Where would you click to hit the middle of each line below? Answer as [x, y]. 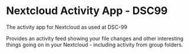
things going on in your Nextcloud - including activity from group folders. [95, 45]
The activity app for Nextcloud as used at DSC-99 [67, 27]
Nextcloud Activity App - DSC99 [87, 11]
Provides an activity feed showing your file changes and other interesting [95, 38]
